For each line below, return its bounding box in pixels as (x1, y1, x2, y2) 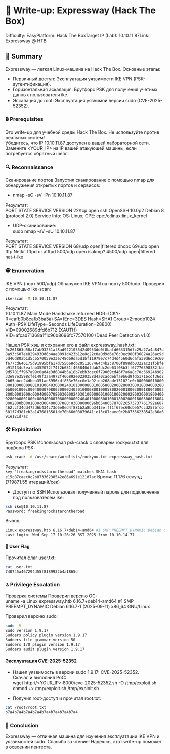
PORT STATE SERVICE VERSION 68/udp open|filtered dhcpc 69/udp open (5, 243, 159, 249)
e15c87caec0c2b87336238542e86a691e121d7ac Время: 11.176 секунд (5, 473, 142, 479)
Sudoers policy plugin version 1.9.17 (5, 633, 87, 638)
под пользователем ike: (12, 494, 64, 500)
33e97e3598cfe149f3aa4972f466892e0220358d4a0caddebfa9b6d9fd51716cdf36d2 (5, 374, 164, 379)
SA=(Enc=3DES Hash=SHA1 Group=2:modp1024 (54, 316, 155, 322)
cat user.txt (5, 565, 33, 570)
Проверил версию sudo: (5, 613, 58, 619)
